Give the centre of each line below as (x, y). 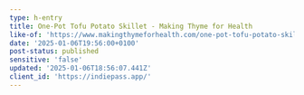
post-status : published (54, 52)
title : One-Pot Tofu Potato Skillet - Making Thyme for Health (131, 26)
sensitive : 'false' (46, 60)
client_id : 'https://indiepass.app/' (81, 77)
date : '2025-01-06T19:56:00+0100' (75, 43)
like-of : (26, 34)
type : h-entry (36, 18)
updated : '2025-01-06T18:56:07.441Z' (81, 69)
